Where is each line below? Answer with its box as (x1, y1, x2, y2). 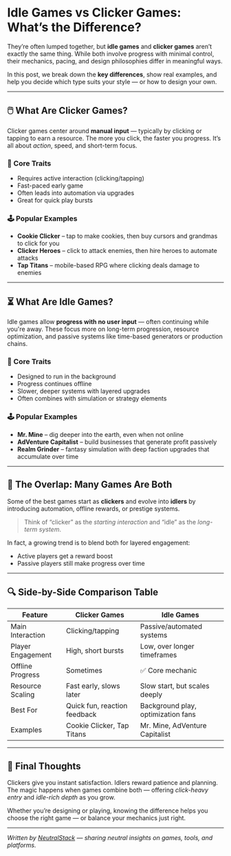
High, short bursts (66, 646, 124, 655)
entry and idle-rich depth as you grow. (7, 793, 115, 802)
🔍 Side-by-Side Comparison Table (7, 586, 159, 598)
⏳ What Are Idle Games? (7, 296, 113, 307)
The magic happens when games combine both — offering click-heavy (7, 786, 208, 794)
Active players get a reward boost (16, 551, 113, 560)
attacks (16, 254, 38, 263)
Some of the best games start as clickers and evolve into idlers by (7, 497, 196, 505)
